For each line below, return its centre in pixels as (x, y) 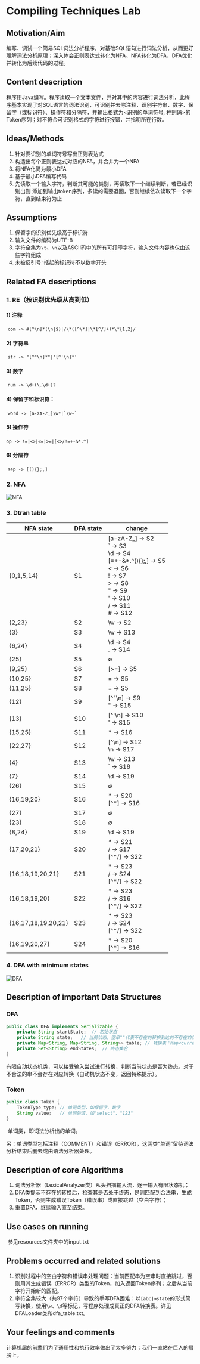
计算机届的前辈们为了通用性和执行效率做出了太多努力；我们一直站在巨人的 (97, 1347)
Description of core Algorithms (65, 1170)
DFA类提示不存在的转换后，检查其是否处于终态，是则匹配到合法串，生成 (103, 1193)
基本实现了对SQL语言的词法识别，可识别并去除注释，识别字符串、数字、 (100, 104)
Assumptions (32, 218)
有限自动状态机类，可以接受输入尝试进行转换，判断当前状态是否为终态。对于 (100, 1066)
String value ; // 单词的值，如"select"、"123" (75, 1113)
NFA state (39, 528)
